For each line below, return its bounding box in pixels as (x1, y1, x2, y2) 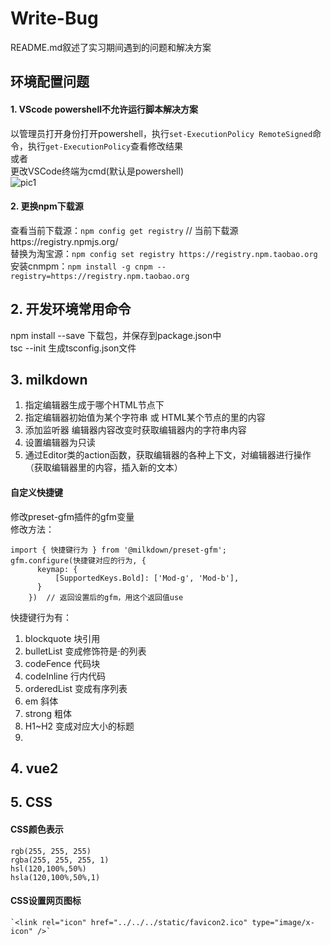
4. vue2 (10, 760, 59, 777)
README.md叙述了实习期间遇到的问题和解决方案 (10, 41, 212, 53)
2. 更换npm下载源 (10, 200, 84, 212)
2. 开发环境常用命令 (10, 301, 132, 318)
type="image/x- (251, 917, 315, 927)
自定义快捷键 (10, 486, 63, 498)
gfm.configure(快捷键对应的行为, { (10, 555, 147, 566)
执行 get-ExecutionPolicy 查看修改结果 (27, 140, 184, 152)
